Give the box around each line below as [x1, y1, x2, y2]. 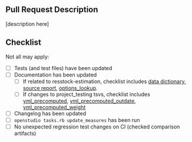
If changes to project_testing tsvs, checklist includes [22, 91, 151, 98]
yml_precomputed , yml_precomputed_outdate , [22, 97, 136, 104]
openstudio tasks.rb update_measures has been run [14, 116, 140, 123]
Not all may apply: [5, 53, 49, 60]
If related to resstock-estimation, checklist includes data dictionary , [22, 78, 186, 85]
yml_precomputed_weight [22, 103, 86, 111]
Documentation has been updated [14, 71, 97, 78]
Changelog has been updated [14, 110, 87, 117]
